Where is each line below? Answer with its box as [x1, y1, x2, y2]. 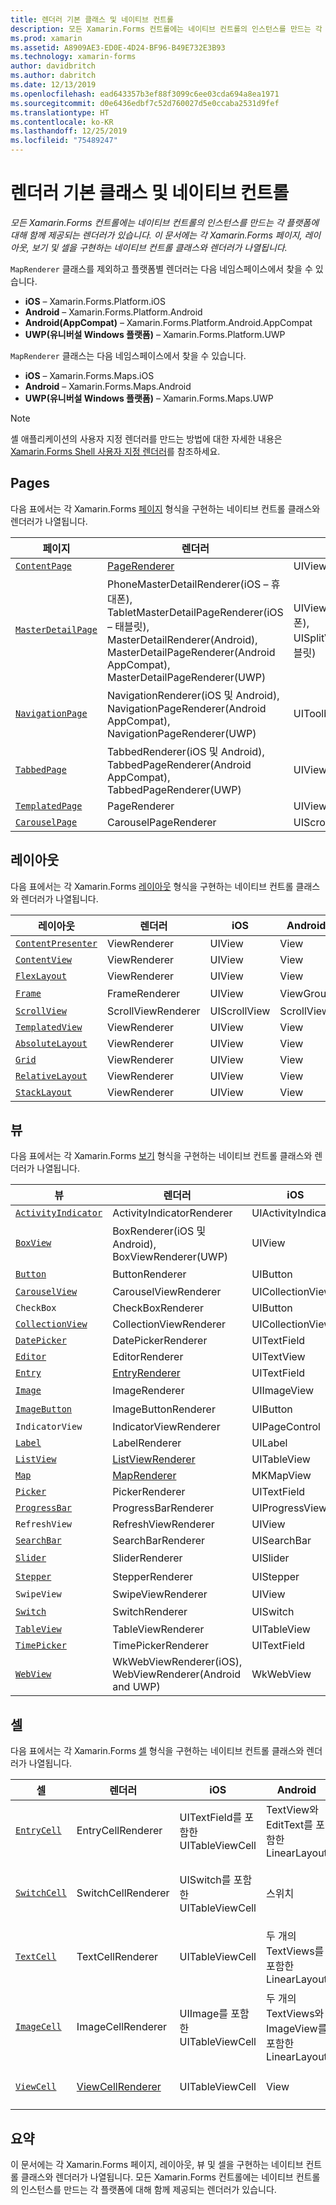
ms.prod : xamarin [10, 33, 83, 43]
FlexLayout [15, 970, 67, 981]
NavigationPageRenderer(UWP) [106, 726, 257, 740]
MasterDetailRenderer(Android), [106, 632, 258, 646]
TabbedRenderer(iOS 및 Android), [106, 744, 265, 758]
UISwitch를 [179, 1873, 232, 1887]
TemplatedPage [15, 800, 83, 811]
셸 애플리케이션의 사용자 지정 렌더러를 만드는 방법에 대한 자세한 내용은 [10, 432, 283, 445]
